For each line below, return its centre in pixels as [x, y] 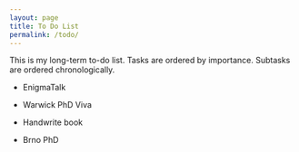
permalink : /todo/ [44, 34]
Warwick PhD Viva [57, 105]
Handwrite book [53, 122]
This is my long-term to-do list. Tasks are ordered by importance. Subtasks [150, 61]
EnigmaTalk [44, 88]
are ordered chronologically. [62, 70]
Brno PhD [40, 140]
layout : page [34, 18]
